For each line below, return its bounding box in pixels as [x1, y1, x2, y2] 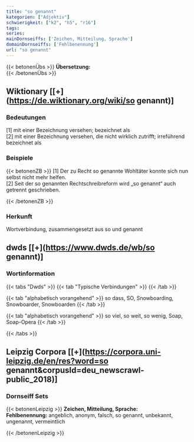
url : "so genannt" [6, 47, 51, 53]
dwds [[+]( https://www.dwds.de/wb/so [6, 243, 155, 253]
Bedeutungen [6, 113, 46, 121]
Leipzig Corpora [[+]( [6, 347, 86, 357]
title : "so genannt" [6, 8, 57, 15]
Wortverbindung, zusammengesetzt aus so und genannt [6, 226, 143, 233]
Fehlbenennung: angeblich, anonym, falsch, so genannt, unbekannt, [6, 412, 173, 419]
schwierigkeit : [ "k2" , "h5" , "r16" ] [6, 19, 96, 25]
